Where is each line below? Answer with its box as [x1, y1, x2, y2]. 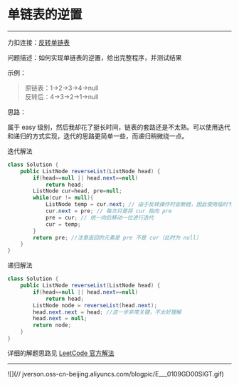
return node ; [33, 322, 72, 329]
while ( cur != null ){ [33, 194, 94, 202]
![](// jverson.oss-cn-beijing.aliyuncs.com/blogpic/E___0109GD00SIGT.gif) [7, 369, 224, 378]
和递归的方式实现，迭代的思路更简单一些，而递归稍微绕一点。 [7, 131, 188, 140]
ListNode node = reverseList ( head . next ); [33, 302, 158, 309]
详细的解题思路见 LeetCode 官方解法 [7, 349, 115, 357]
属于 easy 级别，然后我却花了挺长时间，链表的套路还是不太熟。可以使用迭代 [7, 123, 231, 131]
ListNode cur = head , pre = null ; [33, 188, 122, 195]
